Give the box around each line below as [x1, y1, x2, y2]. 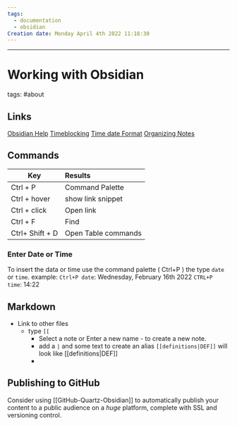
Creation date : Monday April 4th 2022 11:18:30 [7, 30, 150, 37]
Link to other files [17, 319, 68, 327]
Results [64, 170, 91, 180]
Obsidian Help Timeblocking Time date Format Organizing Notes [7, 130, 195, 137]
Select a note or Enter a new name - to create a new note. [38, 334, 207, 342]
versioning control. [7, 411, 62, 419]
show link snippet [64, 194, 123, 203]
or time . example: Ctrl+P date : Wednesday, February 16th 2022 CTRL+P [7, 272, 213, 282]
